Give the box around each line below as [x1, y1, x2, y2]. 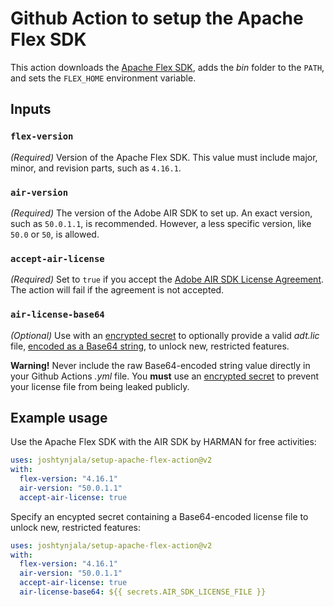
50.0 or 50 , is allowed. [10, 228, 100, 240]
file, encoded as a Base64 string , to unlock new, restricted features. [10, 340, 290, 352]
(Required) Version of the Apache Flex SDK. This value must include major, [10, 151, 318, 163]
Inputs [10, 101, 52, 118]
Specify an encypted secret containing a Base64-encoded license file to [10, 510, 309, 522]
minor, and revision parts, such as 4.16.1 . [10, 162, 182, 174]
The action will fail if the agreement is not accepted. [10, 284, 225, 296]
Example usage [10, 409, 108, 426]
